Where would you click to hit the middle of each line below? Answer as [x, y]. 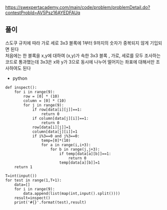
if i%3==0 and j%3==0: [56, 136]
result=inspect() [32, 198]
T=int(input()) [21, 176]
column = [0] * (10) [45, 100]
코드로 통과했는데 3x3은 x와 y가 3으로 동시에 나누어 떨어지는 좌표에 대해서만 [80, 62]
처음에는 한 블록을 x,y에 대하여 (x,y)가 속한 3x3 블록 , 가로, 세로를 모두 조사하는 [83, 56]
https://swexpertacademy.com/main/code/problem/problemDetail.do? [78, 7]
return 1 [23, 167]
